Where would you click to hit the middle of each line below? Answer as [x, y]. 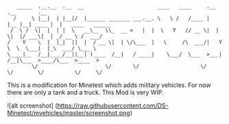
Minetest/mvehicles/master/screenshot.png [69, 113]
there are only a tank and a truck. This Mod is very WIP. [85, 92]
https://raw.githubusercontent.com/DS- [113, 106]
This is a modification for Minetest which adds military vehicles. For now [109, 85]
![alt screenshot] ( [32, 106]
